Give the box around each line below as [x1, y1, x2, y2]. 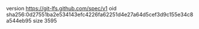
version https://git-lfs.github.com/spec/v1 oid [6, 5, 117, 12]
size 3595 [32, 17, 58, 24]
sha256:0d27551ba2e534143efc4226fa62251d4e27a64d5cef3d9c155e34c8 [6, 11, 194, 18]
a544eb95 [6, 17, 31, 24]
